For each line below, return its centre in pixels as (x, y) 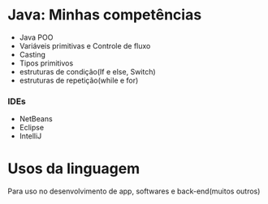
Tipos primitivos (46, 63)
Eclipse (32, 128)
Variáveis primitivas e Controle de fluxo (85, 45)
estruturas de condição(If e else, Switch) (87, 71)
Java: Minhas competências (105, 15)
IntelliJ (30, 136)
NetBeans (36, 119)
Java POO (36, 37)
